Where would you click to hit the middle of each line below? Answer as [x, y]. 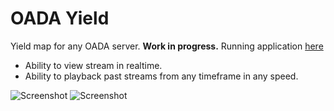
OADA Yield [60, 18]
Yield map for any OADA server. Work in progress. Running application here [167, 46]
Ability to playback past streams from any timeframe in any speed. [161, 76]
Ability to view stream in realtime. [93, 65]
